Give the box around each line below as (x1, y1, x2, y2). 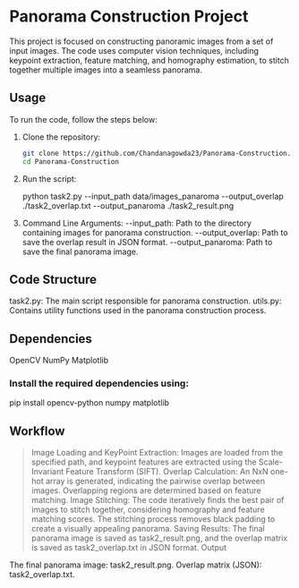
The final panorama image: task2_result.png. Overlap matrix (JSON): (9, 559, 262, 570)
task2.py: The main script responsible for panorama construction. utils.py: (9, 295, 282, 306)
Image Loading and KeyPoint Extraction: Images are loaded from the (30, 447, 284, 458)
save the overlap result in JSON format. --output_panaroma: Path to (21, 236, 273, 247)
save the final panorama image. (21, 246, 139, 257)
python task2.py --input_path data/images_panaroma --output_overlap (21, 191, 284, 201)
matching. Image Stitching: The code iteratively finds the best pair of (30, 495, 285, 506)
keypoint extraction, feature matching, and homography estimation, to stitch (9, 55, 289, 65)
